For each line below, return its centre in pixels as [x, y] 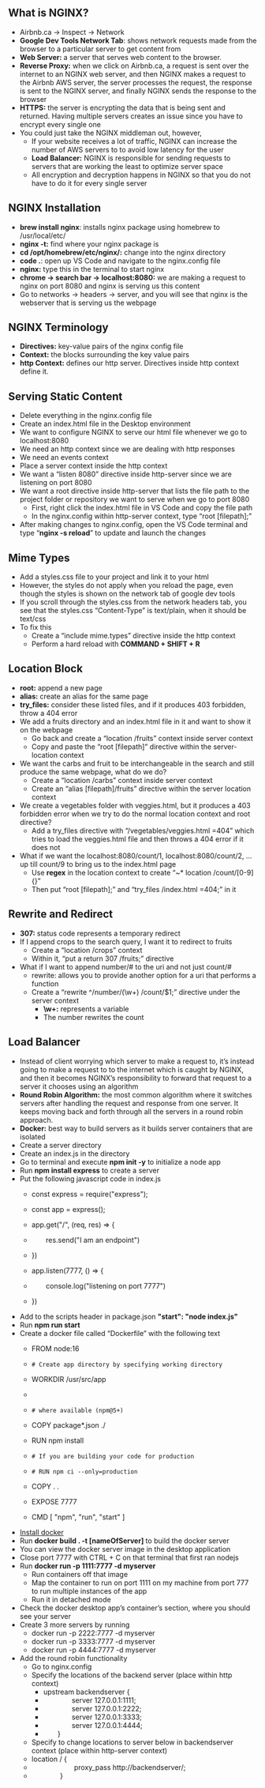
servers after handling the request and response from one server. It [129, 1103]
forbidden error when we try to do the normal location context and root [135, 814]
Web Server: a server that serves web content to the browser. [121, 57]
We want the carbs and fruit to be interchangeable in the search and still [137, 763]
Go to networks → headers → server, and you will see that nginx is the [134, 294]
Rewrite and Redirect [60, 915]
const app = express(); [68, 1209]
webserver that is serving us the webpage [88, 303]
